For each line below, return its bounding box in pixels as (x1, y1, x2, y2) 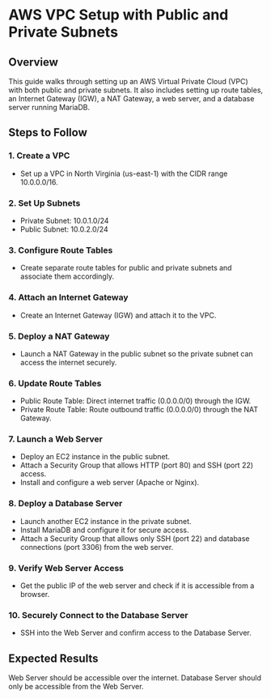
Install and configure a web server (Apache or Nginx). (19, 478, 200, 488)
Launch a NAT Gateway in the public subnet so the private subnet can (19, 348, 253, 358)
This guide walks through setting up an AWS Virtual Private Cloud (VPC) (8, 77, 248, 86)
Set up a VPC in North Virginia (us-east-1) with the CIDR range (19, 168, 228, 178)
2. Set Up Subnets (8, 197, 81, 208)
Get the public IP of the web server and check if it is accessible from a (19, 581, 255, 590)
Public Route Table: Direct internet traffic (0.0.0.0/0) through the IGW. (19, 396, 252, 406)
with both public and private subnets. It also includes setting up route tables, (8, 85, 264, 95)
